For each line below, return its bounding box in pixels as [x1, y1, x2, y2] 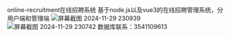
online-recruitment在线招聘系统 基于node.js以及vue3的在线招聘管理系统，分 [7, 6, 224, 13]
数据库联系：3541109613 [97, 23, 167, 30]
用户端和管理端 [7, 14, 50, 22]
